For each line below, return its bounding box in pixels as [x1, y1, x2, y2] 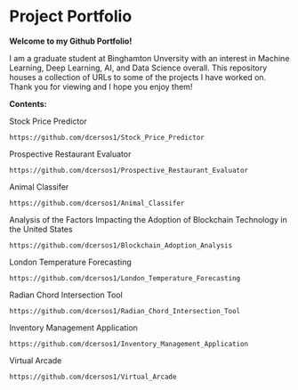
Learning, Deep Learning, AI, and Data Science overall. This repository [9, 62, 268, 73]
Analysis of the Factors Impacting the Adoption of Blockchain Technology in [9, 214, 287, 224]
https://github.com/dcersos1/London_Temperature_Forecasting [9, 273, 241, 282]
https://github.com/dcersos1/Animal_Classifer [9, 199, 185, 207]
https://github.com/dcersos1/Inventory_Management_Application [9, 339, 249, 348]
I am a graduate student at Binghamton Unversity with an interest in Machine [9, 53, 290, 63]
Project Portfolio [9, 6, 133, 27]
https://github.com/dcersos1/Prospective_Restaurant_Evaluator [9, 166, 249, 175]
